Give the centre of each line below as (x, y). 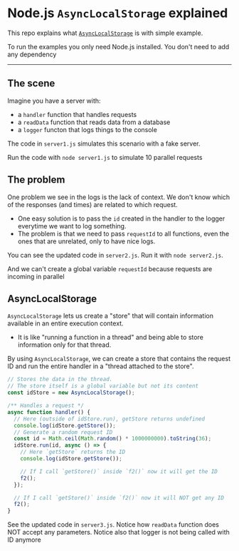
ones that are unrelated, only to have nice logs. (86, 241)
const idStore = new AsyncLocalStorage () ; (71, 393)
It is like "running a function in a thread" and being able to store (111, 338)
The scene (31, 84)
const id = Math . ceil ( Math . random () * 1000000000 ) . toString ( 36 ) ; (113, 439)
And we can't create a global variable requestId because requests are (110, 268)
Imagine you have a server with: (54, 101)
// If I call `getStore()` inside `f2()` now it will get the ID (119, 471)
